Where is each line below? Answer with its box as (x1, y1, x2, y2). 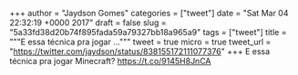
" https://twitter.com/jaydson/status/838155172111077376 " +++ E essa (9, 46, 271, 57)
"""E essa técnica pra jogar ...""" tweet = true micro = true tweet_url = (9, 36, 272, 47)
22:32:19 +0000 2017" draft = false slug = (9, 17, 167, 28)
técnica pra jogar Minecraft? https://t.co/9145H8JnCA (9, 56, 211, 66)
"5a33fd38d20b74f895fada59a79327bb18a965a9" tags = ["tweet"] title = (9, 27, 287, 37)
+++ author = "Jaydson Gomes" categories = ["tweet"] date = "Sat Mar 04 (9, 8, 289, 18)
